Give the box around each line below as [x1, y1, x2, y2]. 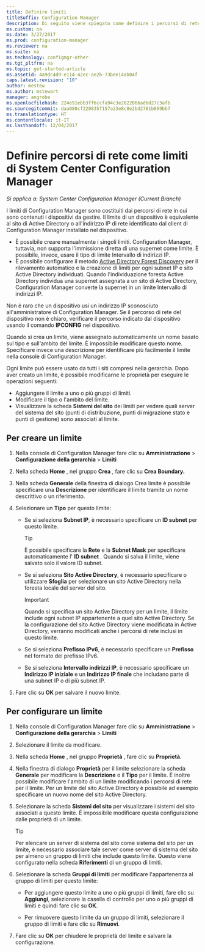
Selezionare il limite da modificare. [15, 741, 102, 749]
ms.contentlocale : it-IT [6, 117, 70, 123]
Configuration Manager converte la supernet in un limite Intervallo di [15, 284, 187, 291]
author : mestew [6, 83, 45, 89]
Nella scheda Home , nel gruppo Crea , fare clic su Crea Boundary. [15, 467, 185, 475]
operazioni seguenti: [6, 378, 58, 385]
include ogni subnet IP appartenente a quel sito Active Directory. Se [24, 614, 195, 621]
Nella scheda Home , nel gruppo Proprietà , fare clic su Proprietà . [15, 753, 182, 760]
